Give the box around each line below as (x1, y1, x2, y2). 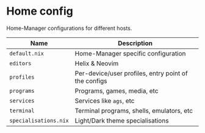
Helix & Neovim (74, 59, 119, 68)
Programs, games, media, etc (74, 87, 159, 95)
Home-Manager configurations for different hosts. (6, 24, 132, 32)
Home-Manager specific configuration (74, 49, 186, 57)
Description (118, 38, 153, 47)
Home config (6, 4, 73, 18)
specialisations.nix (9, 117, 69, 124)
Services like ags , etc (74, 96, 135, 105)
